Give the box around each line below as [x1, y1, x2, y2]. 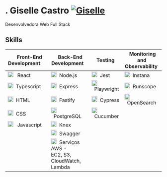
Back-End [58, 54, 83, 60]
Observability [124, 62, 158, 69]
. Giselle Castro [5, 5, 70, 16]
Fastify [59, 97, 76, 104]
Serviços [59, 139, 80, 146]
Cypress [99, 97, 120, 104]
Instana [132, 72, 150, 79]
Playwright [94, 85, 119, 92]
